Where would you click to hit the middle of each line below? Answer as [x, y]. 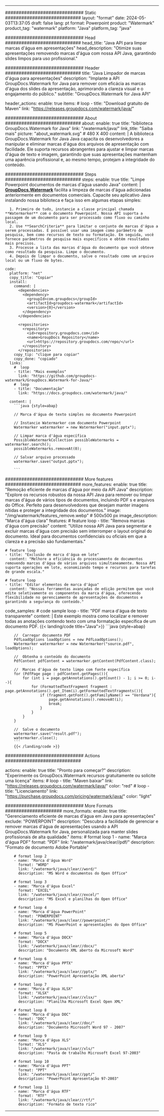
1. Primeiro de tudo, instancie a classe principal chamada [72, 209]
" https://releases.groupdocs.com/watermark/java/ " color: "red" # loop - [77, 786]
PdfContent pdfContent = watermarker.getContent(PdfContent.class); [85, 661]
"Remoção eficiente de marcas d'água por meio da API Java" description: [79, 490]
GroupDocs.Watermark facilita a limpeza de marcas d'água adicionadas [78, 190]
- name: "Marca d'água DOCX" [43, 938]
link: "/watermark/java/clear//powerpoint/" [64, 920]
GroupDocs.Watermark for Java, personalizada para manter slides [72, 832]
